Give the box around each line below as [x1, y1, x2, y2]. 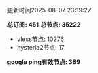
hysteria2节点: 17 [16, 44, 65, 51]
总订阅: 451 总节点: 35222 [7, 20, 81, 29]
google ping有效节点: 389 [7, 58, 80, 66]
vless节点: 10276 [16, 35, 65, 43]
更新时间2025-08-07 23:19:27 [7, 6, 92, 14]
